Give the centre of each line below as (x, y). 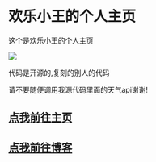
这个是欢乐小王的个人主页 (51, 40)
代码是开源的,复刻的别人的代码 (59, 73)
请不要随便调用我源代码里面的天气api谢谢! (78, 89)
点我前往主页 (40, 118)
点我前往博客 (40, 147)
